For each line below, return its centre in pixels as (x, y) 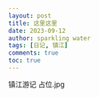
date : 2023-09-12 (37, 30)
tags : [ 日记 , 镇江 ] (38, 46)
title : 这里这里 (33, 23)
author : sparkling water (49, 38)
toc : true (25, 61)
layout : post (30, 16)
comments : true (34, 53)
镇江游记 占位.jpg (37, 84)
